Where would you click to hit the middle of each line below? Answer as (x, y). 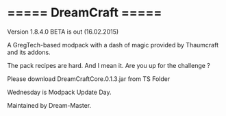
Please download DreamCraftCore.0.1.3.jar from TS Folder (89, 79)
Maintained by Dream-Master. (49, 105)
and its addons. (29, 52)
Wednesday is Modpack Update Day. (59, 92)
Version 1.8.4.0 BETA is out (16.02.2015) (63, 32)
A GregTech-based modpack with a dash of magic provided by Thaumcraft (113, 45)
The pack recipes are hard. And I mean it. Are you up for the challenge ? (109, 65)
